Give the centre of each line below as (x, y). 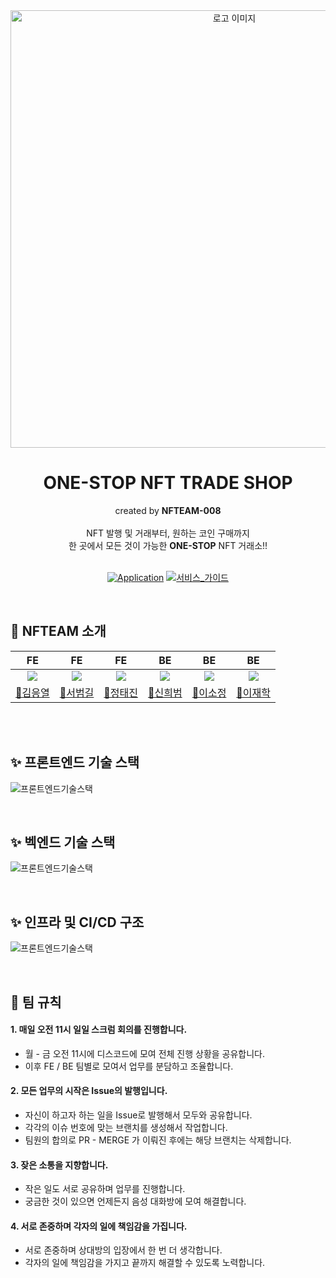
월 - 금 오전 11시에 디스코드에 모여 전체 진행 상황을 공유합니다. (145, 1053)
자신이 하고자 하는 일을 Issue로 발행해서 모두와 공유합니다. (138, 1115)
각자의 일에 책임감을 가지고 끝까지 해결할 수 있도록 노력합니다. (145, 1263)
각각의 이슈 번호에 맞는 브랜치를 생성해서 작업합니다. (126, 1127)
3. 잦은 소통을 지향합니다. (59, 1165)
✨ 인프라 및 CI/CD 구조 (77, 922)
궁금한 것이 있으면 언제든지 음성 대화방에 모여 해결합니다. (135, 1201)
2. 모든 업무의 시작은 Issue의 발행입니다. (89, 1091)
